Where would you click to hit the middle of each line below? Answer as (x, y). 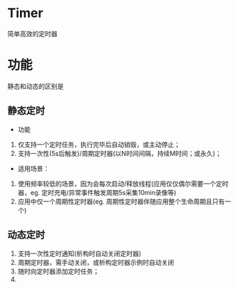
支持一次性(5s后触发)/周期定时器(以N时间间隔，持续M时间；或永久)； (120, 153)
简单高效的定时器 (32, 33)
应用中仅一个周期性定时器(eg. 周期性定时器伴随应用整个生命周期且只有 (121, 201)
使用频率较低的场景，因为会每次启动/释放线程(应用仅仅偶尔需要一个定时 (123, 184)
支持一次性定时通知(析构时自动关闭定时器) (79, 253)
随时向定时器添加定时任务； (58, 271)
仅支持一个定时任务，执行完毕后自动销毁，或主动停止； (99, 144)
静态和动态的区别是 (36, 86)
